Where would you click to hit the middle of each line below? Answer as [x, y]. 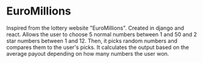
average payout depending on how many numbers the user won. [88, 53]
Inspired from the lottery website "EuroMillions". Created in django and [95, 28]
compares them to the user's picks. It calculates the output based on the [98, 47]
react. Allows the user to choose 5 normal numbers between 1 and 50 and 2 [102, 34]
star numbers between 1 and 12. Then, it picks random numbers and [92, 41]
